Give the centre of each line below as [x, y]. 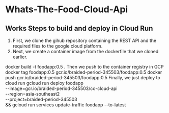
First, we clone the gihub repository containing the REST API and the [84, 40]
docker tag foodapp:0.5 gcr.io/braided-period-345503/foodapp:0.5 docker [84, 72]
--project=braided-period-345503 [41, 99]
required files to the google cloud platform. [58, 46]
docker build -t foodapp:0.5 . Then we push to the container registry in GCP [84, 67]
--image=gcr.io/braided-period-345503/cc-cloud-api [62, 88]
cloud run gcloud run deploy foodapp [45, 83]
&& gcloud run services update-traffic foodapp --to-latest [66, 105]
